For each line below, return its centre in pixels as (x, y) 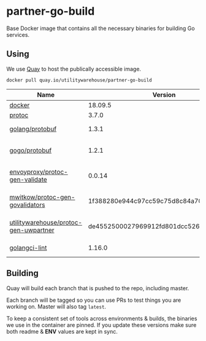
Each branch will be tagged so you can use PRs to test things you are (94, 300)
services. (18, 34)
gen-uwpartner (32, 230)
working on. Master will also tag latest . (56, 306)
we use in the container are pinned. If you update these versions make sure (101, 325)
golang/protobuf (33, 129)
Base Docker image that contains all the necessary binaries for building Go (101, 28)
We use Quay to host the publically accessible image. (74, 69)
